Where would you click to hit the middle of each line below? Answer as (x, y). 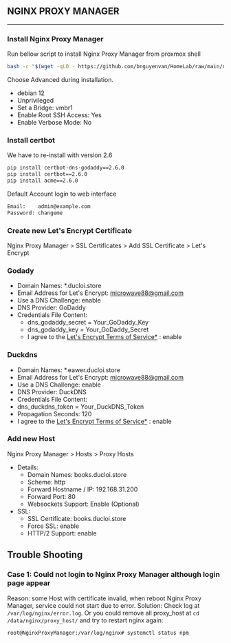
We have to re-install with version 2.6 (60, 155)
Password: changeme (35, 213)
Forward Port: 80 (51, 496)
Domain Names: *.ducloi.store (59, 286)
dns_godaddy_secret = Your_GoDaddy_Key (88, 323)
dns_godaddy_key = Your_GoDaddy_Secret (88, 329)
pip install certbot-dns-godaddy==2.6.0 (66, 168)
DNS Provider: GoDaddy (51, 308)
